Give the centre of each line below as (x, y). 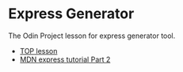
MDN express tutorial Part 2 (65, 59)
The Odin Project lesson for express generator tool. (92, 36)
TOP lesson (38, 51)
